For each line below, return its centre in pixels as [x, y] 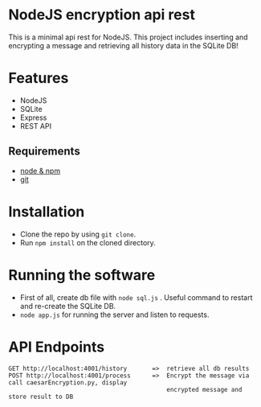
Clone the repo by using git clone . [78, 234]
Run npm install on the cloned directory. [88, 242]
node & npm [40, 171]
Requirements [44, 152]
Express [33, 117]
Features [39, 78]
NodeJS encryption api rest [102, 15]
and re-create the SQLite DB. [68, 306]
